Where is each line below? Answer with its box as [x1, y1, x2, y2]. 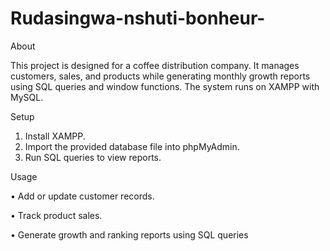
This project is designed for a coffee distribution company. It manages [10, 59, 300, 71]
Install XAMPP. [24, 130, 86, 142]
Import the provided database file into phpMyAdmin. [24, 140, 240, 152]
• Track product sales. [10, 209, 103, 221]
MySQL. [10, 91, 44, 103]
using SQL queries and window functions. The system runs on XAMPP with [10, 80, 320, 92]
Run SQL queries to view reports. [24, 151, 162, 163]
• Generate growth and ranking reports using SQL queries [10, 228, 249, 241]
